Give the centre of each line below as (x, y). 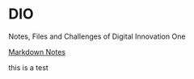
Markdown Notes (37, 52)
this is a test (28, 67)
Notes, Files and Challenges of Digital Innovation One (97, 36)
